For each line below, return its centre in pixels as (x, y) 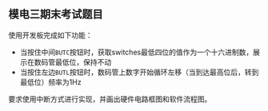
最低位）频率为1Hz (50, 81)
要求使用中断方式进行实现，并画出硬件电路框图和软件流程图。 (110, 99)
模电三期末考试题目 (56, 14)
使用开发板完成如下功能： (50, 35)
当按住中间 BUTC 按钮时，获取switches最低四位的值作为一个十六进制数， (136, 52)
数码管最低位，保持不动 (73, 61)
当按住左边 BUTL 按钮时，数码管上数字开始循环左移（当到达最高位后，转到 (139, 72)
